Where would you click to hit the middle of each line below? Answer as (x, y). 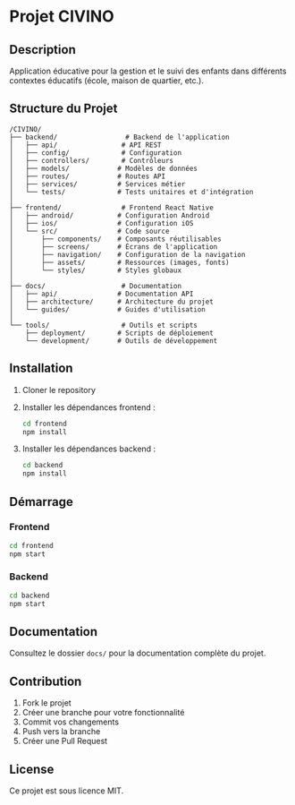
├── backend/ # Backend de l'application (119, 137)
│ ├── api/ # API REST (86, 145)
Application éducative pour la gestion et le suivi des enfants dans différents (148, 71)
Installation (41, 368)
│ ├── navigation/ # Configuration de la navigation (127, 254)
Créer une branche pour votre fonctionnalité (103, 713)
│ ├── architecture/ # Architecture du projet (112, 302)
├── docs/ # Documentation (95, 286)
